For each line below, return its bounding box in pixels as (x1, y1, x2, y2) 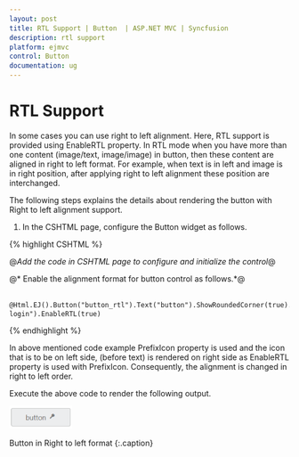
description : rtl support (9, 33, 105, 42)
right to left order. (9, 371, 74, 381)
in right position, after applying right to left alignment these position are (9, 167, 270, 178)
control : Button (9, 52, 69, 61)
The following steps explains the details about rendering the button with (9, 194, 273, 205)
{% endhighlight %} (9, 325, 82, 336)
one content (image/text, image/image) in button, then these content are (9, 149, 274, 159)
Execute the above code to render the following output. (9, 388, 212, 398)
